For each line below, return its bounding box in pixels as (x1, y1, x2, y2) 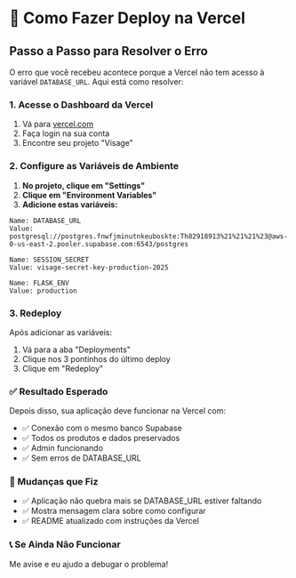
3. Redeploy (9, 307, 62, 319)
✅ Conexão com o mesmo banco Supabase (21, 422, 182, 434)
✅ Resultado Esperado (9, 385, 108, 397)
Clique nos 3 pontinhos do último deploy (21, 353, 171, 364)
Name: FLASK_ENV (9, 278, 69, 287)
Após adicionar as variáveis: (9, 326, 113, 337)
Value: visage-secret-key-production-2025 (9, 262, 169, 272)
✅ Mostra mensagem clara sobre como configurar (21, 506, 206, 517)
